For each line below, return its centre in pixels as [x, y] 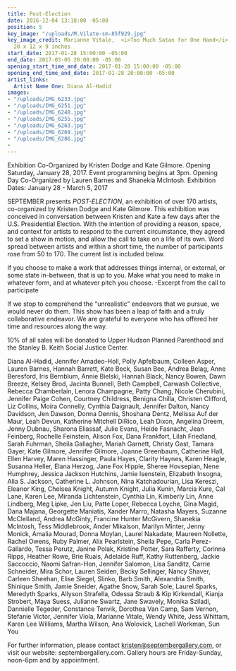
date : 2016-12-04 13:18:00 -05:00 [58, 20]
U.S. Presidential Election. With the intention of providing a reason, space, [114, 224]
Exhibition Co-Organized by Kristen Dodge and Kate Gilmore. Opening [109, 165]
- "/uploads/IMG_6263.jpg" [47, 125]
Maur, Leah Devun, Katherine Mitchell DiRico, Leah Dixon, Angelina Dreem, [116, 422]
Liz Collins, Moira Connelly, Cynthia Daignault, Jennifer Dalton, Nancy [108, 406]
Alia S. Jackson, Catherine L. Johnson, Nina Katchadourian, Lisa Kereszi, [113, 482]
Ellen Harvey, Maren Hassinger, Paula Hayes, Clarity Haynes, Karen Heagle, [117, 459]
